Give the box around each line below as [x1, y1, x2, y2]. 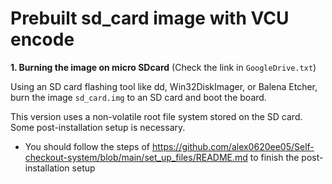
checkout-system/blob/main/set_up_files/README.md [24, 151, 248, 163]
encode [10, 28, 75, 51]
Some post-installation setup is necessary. [10, 121, 186, 133]
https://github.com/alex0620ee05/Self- [151, 140, 315, 152]
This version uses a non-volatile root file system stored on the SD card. [10, 110, 303, 122]
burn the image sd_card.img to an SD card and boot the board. [10, 91, 267, 103]
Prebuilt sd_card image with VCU [10, 7, 290, 30]
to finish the [249, 151, 300, 163]
